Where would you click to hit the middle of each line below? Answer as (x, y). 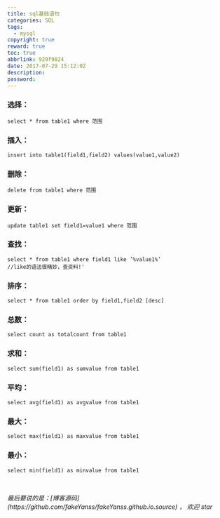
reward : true (26, 46)
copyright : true (31, 40)
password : (22, 79)
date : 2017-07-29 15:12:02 (47, 66)
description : (26, 72)
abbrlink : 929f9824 (36, 60)
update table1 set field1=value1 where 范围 (72, 225)
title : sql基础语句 (34, 14)
